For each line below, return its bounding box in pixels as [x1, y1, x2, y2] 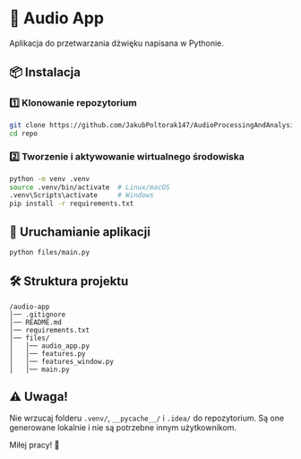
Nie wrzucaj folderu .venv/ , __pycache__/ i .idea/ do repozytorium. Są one [9, 412, 285, 424]
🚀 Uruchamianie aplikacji [9, 224, 150, 239]
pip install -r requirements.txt [9, 199, 134, 209]
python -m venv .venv [9, 174, 90, 183]
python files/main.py [9, 247, 90, 256]
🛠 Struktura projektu [9, 273, 129, 290]
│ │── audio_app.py [9, 341, 90, 351]
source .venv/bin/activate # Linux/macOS [9, 183, 170, 192]
